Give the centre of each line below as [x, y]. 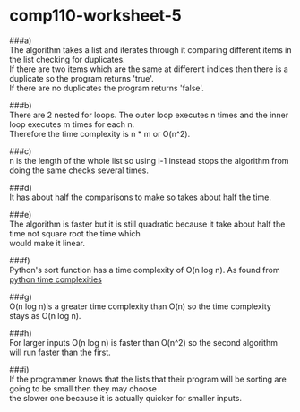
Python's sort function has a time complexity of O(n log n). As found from [145, 270]
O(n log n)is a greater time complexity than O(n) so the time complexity [140, 306]
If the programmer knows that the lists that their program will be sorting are [148, 379]
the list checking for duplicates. [67, 59]
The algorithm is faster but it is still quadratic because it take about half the [147, 224]
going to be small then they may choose [83, 388]
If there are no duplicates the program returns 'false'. [107, 88]
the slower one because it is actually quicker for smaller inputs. [125, 398]
